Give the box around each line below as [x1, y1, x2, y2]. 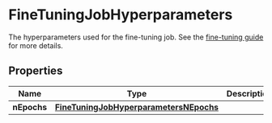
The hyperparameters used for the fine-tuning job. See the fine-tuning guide [8, 32, 264, 42]
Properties [8, 64, 63, 78]
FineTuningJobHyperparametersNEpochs [54, 101, 219, 113]
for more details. [8, 40, 63, 50]
